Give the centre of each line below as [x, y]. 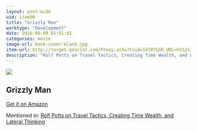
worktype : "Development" [36, 28]
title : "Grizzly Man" [33, 22]
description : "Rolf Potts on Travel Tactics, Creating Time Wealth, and [97, 55]
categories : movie [28, 39]
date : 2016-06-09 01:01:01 [39, 33]
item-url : [18, 50]
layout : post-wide [28, 11]
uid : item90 [21, 17]
